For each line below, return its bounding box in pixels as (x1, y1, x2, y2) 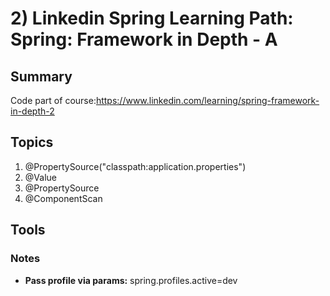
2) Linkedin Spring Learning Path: (10, 7, 294, 30)
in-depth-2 (10, 105, 55, 117)
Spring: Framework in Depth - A (10, 28, 278, 51)
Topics (10, 134, 54, 151)
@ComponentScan (24, 192, 103, 204)
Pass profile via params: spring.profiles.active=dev (24, 274, 238, 286)
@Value (24, 171, 57, 183)
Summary (10, 68, 73, 85)
